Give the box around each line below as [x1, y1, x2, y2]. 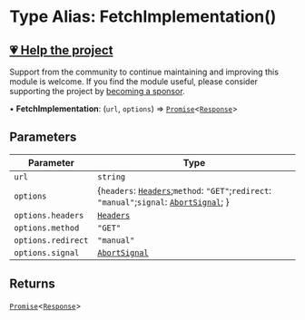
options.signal [14, 247, 80, 257]
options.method [14, 222, 80, 233]
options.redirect [14, 235, 89, 246]
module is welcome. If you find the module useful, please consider [9, 76, 259, 87]
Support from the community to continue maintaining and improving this [9, 66, 280, 77]
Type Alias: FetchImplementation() [9, 6, 277, 27]
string [96, 171, 126, 182]
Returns [9, 276, 56, 292]
